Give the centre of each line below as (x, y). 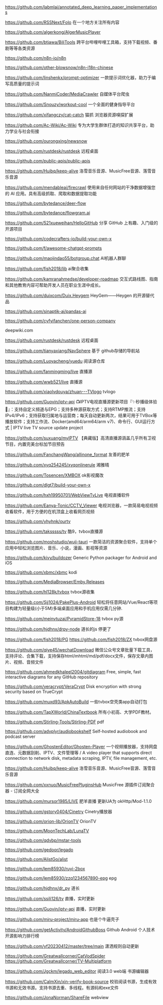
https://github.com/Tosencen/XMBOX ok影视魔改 (54, 475)
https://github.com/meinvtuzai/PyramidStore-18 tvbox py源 (64, 619)
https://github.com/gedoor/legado (39, 850)
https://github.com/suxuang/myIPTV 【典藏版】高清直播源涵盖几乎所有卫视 (81, 438)
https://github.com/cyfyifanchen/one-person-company (60, 321)
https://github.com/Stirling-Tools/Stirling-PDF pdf (55, 722)
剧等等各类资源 (20, 48)
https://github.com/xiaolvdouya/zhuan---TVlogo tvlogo (60, 392)
